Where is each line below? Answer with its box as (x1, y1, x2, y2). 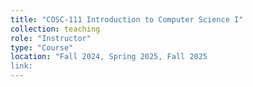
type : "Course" (10, 42, 74, 53)
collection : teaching (10, 24, 101, 34)
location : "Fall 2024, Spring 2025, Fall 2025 (10, 52, 208, 62)
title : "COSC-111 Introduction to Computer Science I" (10, 14, 244, 25)
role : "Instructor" (10, 33, 92, 43)
